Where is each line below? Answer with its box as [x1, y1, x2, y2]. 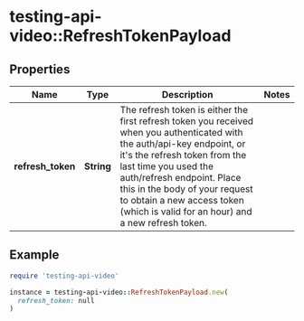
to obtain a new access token [119, 194, 244, 206]
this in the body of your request [119, 183, 253, 195]
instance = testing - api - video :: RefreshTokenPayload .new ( [9, 288, 229, 297]
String [84, 160, 111, 173]
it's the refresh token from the [119, 149, 247, 161]
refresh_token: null [17, 296, 95, 305]
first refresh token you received [119, 115, 254, 127]
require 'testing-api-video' [9, 271, 119, 280]
